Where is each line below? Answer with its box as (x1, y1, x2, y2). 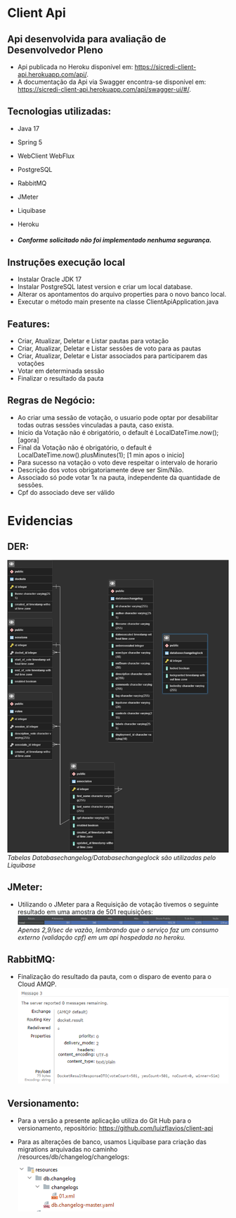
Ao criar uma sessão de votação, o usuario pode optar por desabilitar (17, 413, 219, 422)
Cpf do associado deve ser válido (17, 488, 115, 496)
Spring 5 (17, 137, 43, 146)
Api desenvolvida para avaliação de (7, 33, 166, 45)
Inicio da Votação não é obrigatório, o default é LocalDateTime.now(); (17, 428, 219, 436)
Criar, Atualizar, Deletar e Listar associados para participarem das (17, 352, 208, 360)
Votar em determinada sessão (17, 367, 105, 375)
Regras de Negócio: (7, 395, 96, 407)
